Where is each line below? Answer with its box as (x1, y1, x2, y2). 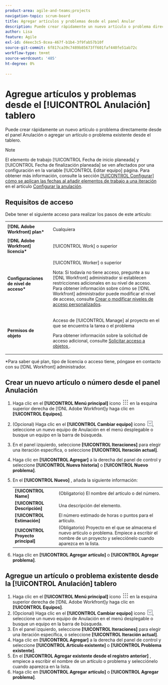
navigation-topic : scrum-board (5, 13, 70, 19)
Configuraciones (7, 275, 43, 281)
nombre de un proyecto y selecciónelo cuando (58, 535, 154, 541)
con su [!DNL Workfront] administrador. (5, 364, 86, 370)
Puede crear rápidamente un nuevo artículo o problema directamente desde (5, 127, 161, 133)
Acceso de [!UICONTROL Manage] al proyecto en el (52, 317, 160, 323)
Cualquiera (52, 226, 75, 232)
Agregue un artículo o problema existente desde (5, 572, 159, 580)
